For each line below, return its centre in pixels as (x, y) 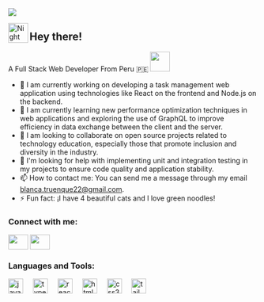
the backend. (41, 101)
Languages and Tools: (51, 266)
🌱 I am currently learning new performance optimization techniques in (133, 109)
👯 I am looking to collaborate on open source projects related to (123, 135)
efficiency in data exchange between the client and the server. (121, 127)
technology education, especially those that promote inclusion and (128, 143)
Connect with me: (43, 221)
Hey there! (56, 37)
